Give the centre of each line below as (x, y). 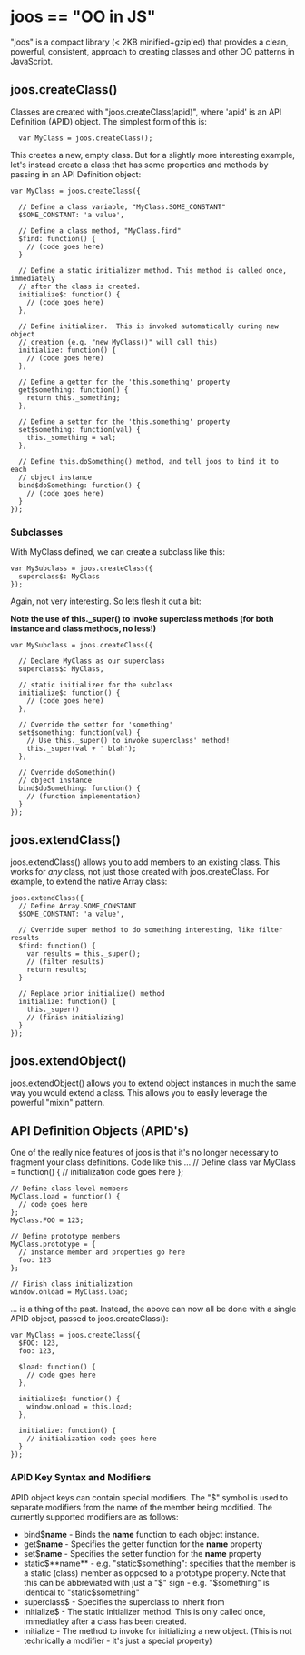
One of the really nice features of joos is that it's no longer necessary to (144, 1153)
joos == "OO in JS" (83, 17)
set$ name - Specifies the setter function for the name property (142, 1553)
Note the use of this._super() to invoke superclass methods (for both (142, 619)
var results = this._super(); (84, 953)
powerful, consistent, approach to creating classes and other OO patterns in (152, 51)
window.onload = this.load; (79, 1407)
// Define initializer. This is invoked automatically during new (149, 326)
